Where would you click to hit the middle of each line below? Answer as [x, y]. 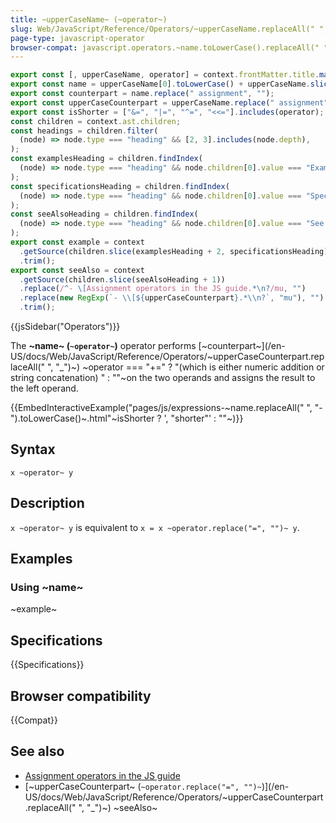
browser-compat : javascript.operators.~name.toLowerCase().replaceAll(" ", [171, 47]
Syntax [33, 449]
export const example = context [77, 242]
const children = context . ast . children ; [96, 121]
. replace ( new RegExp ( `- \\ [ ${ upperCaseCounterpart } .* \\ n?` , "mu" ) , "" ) [172, 298]
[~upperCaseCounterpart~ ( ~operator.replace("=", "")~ [143, 786]
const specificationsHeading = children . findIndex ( [120, 186]
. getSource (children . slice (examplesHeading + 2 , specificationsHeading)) [176, 251]
